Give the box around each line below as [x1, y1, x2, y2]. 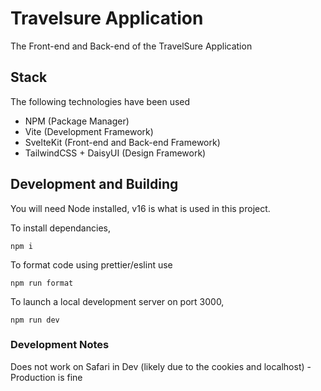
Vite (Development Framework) [24, 125, 154, 137]
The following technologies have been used [10, 95, 191, 107]
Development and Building [10, 176, 179, 193]
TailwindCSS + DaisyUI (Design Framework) [24, 147, 207, 159]
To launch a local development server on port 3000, [10, 295, 225, 307]
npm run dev [10, 315, 60, 325]
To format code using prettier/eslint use [10, 258, 173, 271]
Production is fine [10, 371, 83, 383]
